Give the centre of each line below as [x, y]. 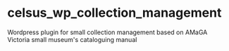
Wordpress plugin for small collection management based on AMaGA [107, 32]
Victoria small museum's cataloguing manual [72, 39]
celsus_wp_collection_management [114, 13]
